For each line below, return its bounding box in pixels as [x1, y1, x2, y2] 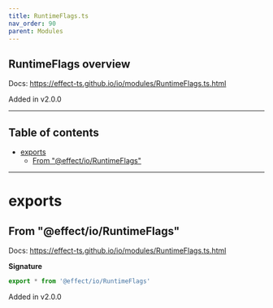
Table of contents [8, 125, 99, 139]
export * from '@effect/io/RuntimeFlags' [8, 277, 151, 285]
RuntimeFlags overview [8, 57, 131, 71]
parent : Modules [8, 27, 63, 35]
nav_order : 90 [8, 20, 57, 28]
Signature [8, 262, 43, 271]
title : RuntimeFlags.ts [8, 11, 89, 20]
